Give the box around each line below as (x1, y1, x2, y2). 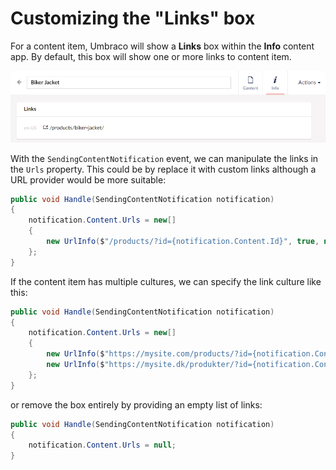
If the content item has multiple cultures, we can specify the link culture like (10, 275, 322, 287)
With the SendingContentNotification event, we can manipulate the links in (10, 152, 319, 164)
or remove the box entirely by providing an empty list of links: (10, 398, 263, 411)
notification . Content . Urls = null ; (28, 440, 177, 451)
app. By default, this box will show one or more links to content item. (10, 50, 292, 62)
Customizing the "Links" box (10, 7, 256, 30)
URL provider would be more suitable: (10, 173, 167, 186)
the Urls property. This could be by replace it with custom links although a (10, 163, 317, 175)
